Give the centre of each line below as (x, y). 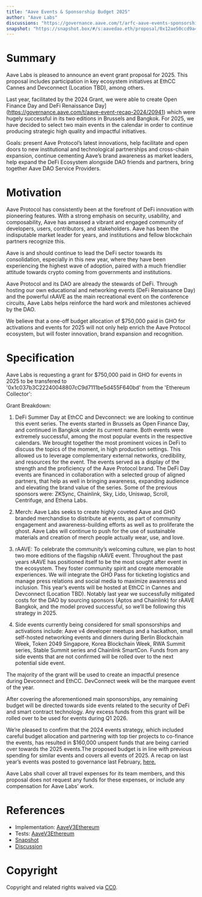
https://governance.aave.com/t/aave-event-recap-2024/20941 (86, 112)
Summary (31, 58)
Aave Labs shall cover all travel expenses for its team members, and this (96, 774)
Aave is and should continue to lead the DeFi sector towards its (84, 253)
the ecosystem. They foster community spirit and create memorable (99, 568)
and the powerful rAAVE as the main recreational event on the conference (97, 297)
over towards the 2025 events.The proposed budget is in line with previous (99, 749)
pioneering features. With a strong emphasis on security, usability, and (94, 216)
